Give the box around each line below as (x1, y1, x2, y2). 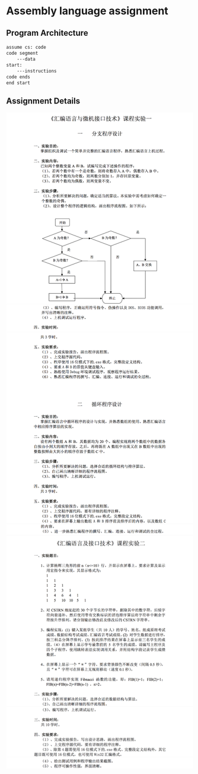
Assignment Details (6, 96, 81, 106)
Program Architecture (6, 28, 88, 38)
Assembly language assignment (6, 4, 169, 18)
